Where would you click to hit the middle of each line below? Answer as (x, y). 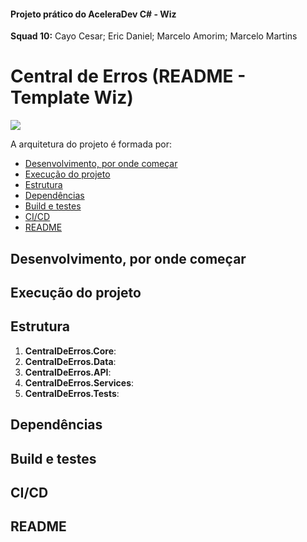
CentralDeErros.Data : (70, 361)
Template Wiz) (72, 97)
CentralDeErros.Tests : (72, 393)
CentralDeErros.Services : (79, 382)
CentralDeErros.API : (68, 372)
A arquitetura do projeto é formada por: (91, 144)
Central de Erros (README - (128, 76)
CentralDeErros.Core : (70, 351)
